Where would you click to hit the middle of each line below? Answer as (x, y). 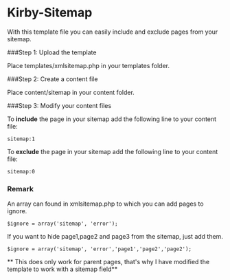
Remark (21, 189)
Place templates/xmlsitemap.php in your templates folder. (89, 65)
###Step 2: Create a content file (53, 79)
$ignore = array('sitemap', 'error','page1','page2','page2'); (100, 249)
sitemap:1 (21, 139)
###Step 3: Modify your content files (59, 105)
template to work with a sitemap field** (62, 269)
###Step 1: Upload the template (52, 52)
